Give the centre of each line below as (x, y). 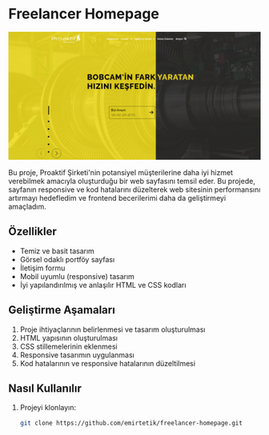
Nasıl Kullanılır (45, 388)
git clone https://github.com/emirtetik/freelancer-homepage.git (131, 423)
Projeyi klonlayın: (48, 408)
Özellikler (33, 231)
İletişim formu (42, 268)
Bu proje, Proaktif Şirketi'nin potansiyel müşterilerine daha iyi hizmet (121, 172)
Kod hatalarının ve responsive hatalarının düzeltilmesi (108, 363)
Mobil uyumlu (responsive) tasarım (77, 276)
